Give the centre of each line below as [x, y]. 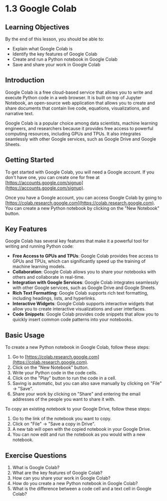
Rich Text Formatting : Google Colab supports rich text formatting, [80, 293]
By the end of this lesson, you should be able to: [55, 39]
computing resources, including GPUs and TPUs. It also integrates [73, 134]
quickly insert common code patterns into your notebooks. [73, 320]
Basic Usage [25, 335]
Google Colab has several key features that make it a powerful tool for [77, 241]
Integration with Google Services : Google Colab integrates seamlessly [85, 283]
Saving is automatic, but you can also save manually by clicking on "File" [87, 383]
